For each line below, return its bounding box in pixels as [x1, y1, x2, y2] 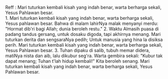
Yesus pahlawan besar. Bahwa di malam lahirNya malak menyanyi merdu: [5, 20, 158, 26]
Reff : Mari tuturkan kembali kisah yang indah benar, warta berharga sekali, [5, 5, 162, 10]
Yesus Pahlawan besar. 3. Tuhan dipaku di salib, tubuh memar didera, [5, 48, 150, 53]
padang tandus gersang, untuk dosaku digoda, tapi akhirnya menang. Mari [5, 31, 161, 37]
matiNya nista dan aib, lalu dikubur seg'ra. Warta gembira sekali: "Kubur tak [5, 53, 163, 59]
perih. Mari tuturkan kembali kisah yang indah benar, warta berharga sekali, [5, 42, 163, 48]
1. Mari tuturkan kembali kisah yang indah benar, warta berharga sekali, [5, 15, 154, 21]
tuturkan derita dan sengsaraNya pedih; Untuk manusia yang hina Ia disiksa [5, 36, 163, 43]
